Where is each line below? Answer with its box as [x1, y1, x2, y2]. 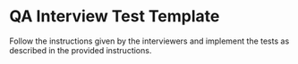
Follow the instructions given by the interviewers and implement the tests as [9, 36, 290, 46]
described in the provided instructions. [9, 44, 152, 55]
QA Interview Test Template [9, 6, 220, 27]
